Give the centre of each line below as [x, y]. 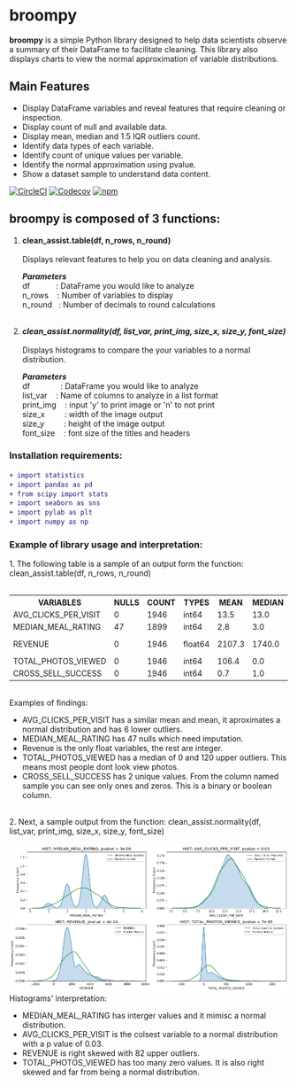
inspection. [42, 117]
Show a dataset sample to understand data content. [116, 174]
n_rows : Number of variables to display [98, 295]
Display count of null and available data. [95, 127]
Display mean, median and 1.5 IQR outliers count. [111, 136]
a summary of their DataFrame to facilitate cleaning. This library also [133, 49]
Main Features [49, 86]
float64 [196, 644]
